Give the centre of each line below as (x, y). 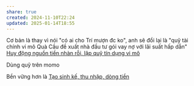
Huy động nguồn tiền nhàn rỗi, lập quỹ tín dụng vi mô (73, 53)
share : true (21, 12)
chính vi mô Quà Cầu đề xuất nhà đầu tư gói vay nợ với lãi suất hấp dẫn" (97, 47)
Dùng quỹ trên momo (33, 65)
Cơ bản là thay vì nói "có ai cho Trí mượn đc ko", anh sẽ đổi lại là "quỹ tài (97, 41)
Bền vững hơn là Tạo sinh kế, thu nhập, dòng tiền (68, 77)
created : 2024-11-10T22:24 (41, 18)
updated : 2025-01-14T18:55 (41, 23)
